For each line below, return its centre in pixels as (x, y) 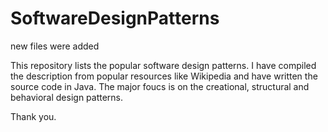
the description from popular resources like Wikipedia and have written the (164, 76)
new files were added (55, 46)
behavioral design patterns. (67, 97)
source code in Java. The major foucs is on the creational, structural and (160, 86)
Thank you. (33, 116)
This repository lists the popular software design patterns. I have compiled (163, 65)
